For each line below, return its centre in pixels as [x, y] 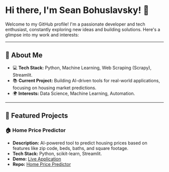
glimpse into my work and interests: [42, 35]
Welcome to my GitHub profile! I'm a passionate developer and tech [75, 24]
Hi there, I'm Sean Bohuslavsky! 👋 [77, 10]
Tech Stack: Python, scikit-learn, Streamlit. [57, 154]
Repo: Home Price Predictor [42, 164]
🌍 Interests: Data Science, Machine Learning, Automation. [74, 93]
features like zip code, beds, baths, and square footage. [70, 148]
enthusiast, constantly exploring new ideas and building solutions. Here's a [83, 29]
